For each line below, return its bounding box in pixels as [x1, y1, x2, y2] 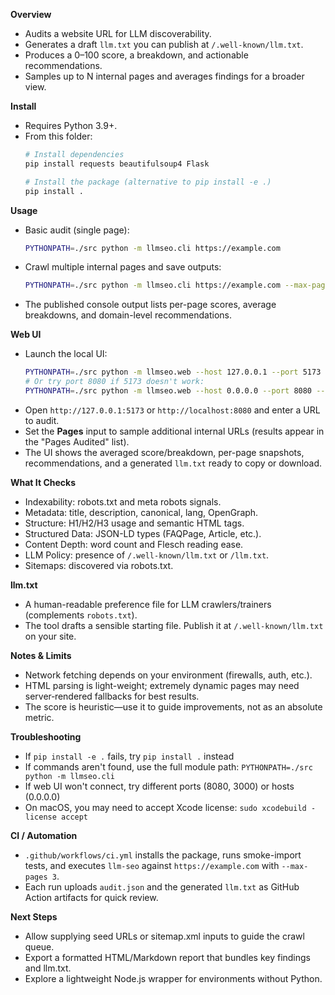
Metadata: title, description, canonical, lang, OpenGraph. [24, 506, 259, 518]
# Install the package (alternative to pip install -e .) [24, 177, 272, 187]
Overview [10, 9, 52, 20]
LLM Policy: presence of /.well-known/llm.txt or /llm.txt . [24, 549, 270, 561]
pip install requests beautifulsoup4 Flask [24, 159, 210, 169]
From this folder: [24, 130, 93, 142]
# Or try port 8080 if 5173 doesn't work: [24, 377, 205, 387]
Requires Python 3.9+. [24, 120, 118, 131]
